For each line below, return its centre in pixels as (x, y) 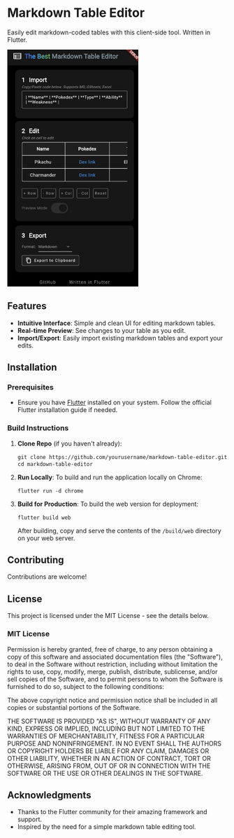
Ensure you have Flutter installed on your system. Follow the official (114, 403)
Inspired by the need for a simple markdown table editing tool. (107, 827)
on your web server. (46, 538)
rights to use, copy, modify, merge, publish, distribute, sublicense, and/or (112, 671)
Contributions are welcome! (47, 577)
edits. (25, 345)
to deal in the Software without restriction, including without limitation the (112, 664)
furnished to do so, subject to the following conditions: (86, 686)
